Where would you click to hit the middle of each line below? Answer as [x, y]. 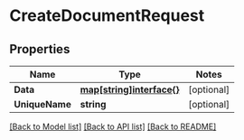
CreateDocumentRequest [107, 16]
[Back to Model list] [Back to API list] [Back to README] [113, 126]
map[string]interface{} [130, 89]
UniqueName [43, 104]
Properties [40, 49]
